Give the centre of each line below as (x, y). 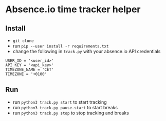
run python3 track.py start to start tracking (60, 102)
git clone (23, 41)
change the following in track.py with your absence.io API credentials (87, 51)
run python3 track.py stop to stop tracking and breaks (71, 113)
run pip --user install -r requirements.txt (61, 46)
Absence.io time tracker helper (73, 9)
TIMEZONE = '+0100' (26, 74)
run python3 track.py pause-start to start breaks (65, 107)
